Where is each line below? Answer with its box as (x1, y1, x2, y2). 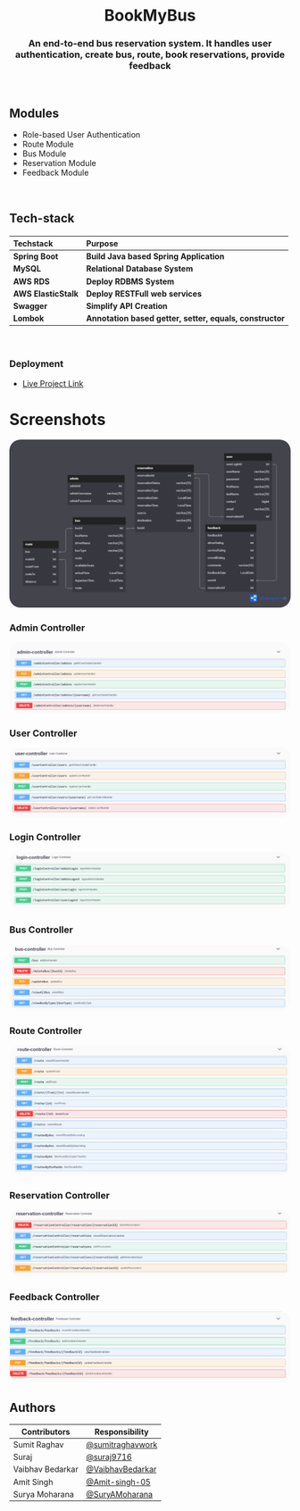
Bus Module (21, 148, 67, 159)
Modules (9, 105, 60, 121)
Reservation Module (21, 158, 96, 169)
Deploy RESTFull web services (86, 288, 203, 299)
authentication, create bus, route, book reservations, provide (14, 48, 286, 61)
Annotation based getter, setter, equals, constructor (86, 313, 286, 324)
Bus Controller (9, 923, 73, 936)
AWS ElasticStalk (12, 288, 79, 299)
